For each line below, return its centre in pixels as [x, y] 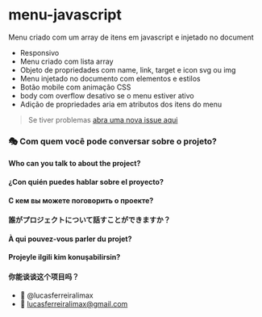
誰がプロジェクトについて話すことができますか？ [89, 220]
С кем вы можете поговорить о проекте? [81, 200]
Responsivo [40, 52]
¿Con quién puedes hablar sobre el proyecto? [86, 182]
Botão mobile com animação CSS [75, 87]
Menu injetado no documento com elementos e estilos [110, 78]
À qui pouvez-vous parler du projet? [70, 239]
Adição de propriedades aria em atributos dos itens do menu [121, 104]
